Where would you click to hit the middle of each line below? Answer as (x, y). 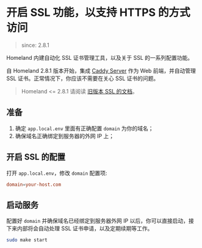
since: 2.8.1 (35, 45)
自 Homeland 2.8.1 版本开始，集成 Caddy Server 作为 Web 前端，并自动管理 (101, 70)
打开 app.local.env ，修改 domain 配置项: (57, 173)
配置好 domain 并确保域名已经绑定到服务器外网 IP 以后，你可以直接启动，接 (100, 221)
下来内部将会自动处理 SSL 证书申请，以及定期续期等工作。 (80, 228)
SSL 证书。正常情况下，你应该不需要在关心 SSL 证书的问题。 (83, 78)
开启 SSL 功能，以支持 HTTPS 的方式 (98, 13)
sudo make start (27, 240)
